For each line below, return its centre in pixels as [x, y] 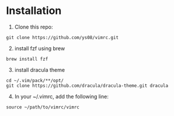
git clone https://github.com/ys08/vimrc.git [62, 37]
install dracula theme [40, 70]
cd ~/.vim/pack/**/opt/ [35, 80]
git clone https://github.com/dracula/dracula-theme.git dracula [87, 86]
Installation [34, 11]
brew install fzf [27, 59]
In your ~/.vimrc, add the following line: [62, 96]
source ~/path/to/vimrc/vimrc [43, 107]
